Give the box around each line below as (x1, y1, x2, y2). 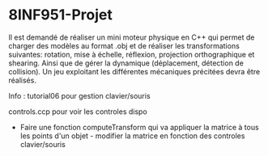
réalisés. (8, 75, 36, 85)
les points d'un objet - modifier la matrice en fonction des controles (19, 131, 245, 141)
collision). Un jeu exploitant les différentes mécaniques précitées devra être (8, 66, 261, 76)
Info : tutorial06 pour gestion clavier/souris (8, 91, 151, 100)
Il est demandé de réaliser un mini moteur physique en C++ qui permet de (8, 32, 255, 42)
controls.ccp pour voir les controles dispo (8, 107, 147, 116)
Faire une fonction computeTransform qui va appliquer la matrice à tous (19, 122, 259, 132)
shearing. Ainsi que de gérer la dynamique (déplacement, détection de (8, 58, 245, 68)
